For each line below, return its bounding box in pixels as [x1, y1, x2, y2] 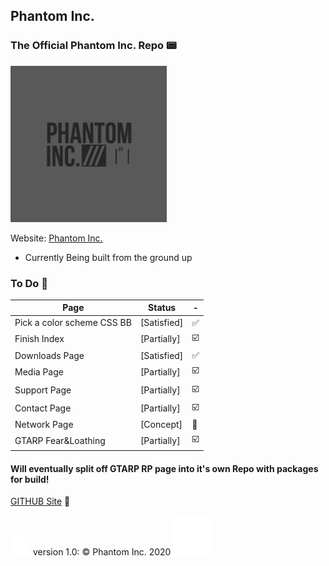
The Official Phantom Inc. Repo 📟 [10, 39, 177, 53]
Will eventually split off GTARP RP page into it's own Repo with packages [10, 462, 319, 474]
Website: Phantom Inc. [10, 232, 103, 244]
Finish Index [14, 333, 65, 345]
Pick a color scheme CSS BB [14, 317, 132, 329]
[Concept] [139, 419, 183, 431]
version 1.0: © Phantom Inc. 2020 [32, 546, 172, 558]
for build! [10, 473, 50, 485]
